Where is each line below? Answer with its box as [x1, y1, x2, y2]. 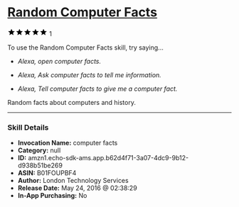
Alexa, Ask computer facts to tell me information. [17, 70, 161, 79]
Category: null [17, 146, 61, 155]
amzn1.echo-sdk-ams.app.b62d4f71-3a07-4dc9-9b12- [28, 154, 189, 162]
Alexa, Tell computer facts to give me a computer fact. [17, 84, 178, 93]
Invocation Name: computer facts [17, 139, 118, 147]
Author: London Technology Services [17, 177, 129, 185]
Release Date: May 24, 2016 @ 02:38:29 [17, 184, 137, 192]
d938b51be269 [17, 161, 63, 170]
